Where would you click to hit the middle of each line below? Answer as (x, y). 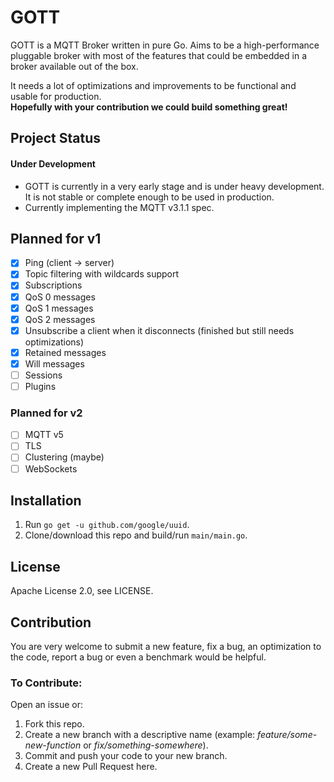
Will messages (54, 363)
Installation (46, 500)
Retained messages (65, 352)
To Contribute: (46, 683)
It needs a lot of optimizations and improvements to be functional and (153, 85)
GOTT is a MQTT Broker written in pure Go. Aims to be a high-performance (165, 45)
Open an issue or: (46, 705)
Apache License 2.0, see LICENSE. (82, 591)
